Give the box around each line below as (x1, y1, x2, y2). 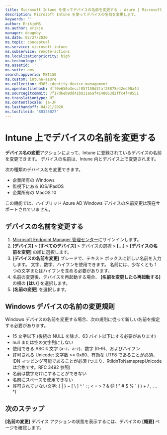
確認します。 (18, 425, 44, 431)
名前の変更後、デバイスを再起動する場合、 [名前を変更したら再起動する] (12, 274, 161, 280)
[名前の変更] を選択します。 (12, 286, 69, 292)
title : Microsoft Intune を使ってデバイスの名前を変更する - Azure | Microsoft (5, 7, 163, 12)
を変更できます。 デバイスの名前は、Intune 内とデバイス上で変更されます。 (5, 155, 159, 162)
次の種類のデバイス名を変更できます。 (5, 166, 83, 172)
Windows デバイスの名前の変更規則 (5, 302, 115, 311)
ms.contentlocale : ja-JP (5, 100, 57, 105)
